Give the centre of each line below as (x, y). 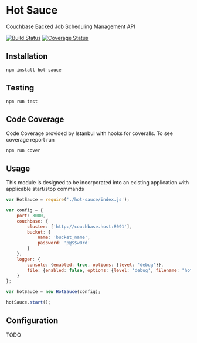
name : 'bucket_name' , (64, 238)
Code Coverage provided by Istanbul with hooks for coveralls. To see (89, 133)
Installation (27, 56)
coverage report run (30, 140)
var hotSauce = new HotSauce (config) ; (53, 292)
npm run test (22, 101)
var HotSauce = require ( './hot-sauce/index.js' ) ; (68, 200)
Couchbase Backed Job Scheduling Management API (71, 26)
